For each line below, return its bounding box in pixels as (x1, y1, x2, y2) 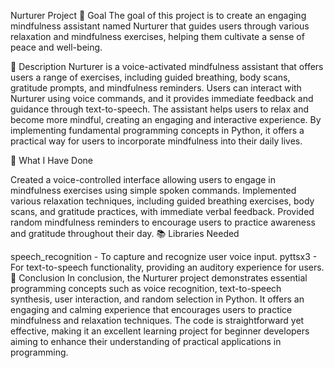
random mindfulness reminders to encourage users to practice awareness (10, 216, 316, 228)
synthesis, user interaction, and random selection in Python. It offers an (10, 293, 305, 305)
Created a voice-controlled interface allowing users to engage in (10, 174, 276, 185)
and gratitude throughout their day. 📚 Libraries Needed (10, 228, 240, 239)
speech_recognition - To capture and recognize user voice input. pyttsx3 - (10, 251, 318, 262)
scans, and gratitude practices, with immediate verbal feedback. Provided (10, 206, 315, 217)
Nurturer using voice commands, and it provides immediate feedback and (10, 93, 314, 104)
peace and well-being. (10, 41, 103, 53)
